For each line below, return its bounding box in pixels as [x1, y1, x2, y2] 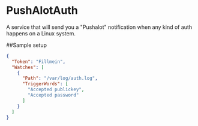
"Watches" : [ [11, 64, 44, 70]
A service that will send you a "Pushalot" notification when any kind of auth [6, 23, 193, 31]
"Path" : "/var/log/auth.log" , [22, 76, 98, 82]
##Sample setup [6, 41, 47, 49]
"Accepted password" [28, 92, 79, 98]
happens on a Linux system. [6, 29, 76, 37]
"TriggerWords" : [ [22, 81, 68, 87]
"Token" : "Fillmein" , [11, 58, 66, 65]
